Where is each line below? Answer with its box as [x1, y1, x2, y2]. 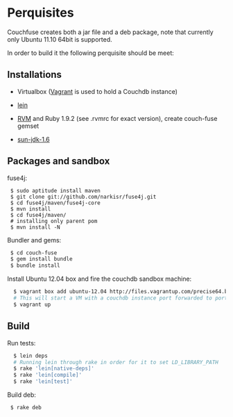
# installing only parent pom [10, 218, 98, 224]
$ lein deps [13, 352, 49, 359]
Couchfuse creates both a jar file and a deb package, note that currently [7, 28, 214, 36]
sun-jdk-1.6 [17, 135, 50, 143]
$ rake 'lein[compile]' [13, 372, 82, 379]
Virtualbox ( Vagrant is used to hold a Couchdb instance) [17, 87, 178, 95]
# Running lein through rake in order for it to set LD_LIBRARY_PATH [13, 359, 218, 366]
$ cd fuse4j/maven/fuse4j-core [10, 199, 101, 206]
